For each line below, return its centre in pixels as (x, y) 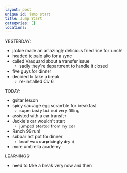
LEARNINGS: (18, 156)
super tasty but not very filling (49, 111)
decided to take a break (36, 77)
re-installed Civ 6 (37, 82)
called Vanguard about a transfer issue (51, 61)
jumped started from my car (47, 126)
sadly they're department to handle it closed (63, 66)
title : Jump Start (24, 18)
